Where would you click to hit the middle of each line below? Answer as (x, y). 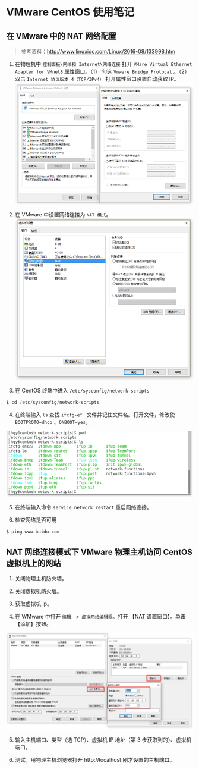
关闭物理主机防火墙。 (41, 579)
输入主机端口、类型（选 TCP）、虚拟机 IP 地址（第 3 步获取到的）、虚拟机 (103, 740)
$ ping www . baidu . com (33, 532)
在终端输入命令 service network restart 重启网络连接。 (83, 507)
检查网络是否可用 (36, 520)
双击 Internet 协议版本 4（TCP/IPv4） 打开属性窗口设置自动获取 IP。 (97, 79)
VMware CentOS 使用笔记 (70, 12)
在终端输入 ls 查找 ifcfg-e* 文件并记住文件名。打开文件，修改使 (95, 415)
